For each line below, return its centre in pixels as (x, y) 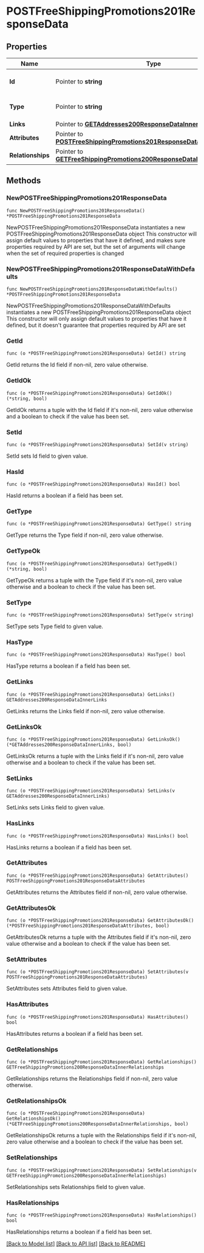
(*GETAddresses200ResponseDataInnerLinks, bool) (69, 745)
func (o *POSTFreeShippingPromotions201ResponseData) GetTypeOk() (92, 564)
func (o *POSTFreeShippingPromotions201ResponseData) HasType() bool (96, 655)
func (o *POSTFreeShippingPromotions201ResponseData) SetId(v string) (97, 445)
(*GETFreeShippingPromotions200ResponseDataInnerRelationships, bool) (97, 1124)
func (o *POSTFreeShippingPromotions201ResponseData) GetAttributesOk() (100, 921)
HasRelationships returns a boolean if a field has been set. (79, 1232)
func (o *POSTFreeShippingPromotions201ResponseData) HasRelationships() (102, 1215)
